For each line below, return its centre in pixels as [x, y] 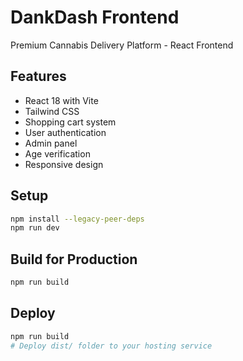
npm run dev [35, 228]
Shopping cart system [70, 122]
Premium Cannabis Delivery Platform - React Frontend [122, 45]
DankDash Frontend [95, 17]
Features [38, 76]
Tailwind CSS [52, 111]
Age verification [57, 153]
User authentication [65, 132]
